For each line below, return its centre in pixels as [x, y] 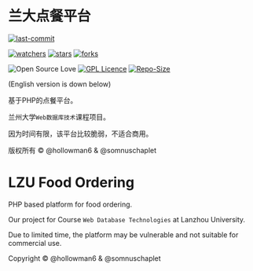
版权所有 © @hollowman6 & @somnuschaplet [82, 150]
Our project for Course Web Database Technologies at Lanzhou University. [127, 219]
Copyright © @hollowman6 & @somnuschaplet [84, 258]
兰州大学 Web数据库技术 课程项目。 [59, 117]
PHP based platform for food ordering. [70, 204]
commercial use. [35, 243]
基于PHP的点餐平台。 [43, 100]
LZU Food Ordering [71, 183]
